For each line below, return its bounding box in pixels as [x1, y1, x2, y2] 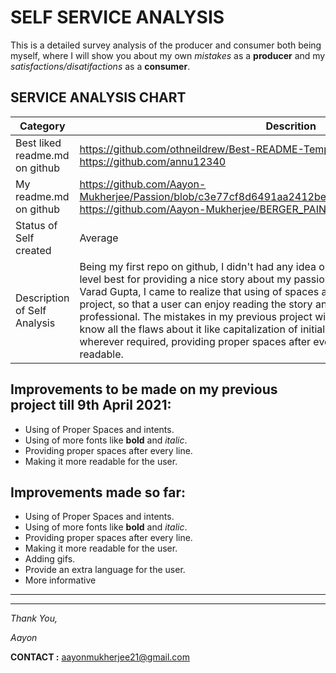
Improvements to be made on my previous [10, 381, 278, 398]
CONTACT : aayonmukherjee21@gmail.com [10, 651, 191, 663]
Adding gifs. [24, 553, 76, 565]
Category [19, 119, 66, 133]
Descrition [265, 119, 317, 133]
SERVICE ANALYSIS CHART [10, 89, 187, 106]
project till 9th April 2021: [10, 397, 172, 414]
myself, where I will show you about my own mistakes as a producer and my [10, 49, 326, 61]
